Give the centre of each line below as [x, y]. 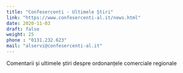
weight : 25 [20, 35]
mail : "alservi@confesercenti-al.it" [54, 46]
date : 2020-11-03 [28, 23]
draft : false [23, 29]
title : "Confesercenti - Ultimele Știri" [60, 12]
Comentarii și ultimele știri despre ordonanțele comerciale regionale [92, 63]
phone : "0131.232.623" [37, 40]
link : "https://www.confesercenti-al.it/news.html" [73, 18]
